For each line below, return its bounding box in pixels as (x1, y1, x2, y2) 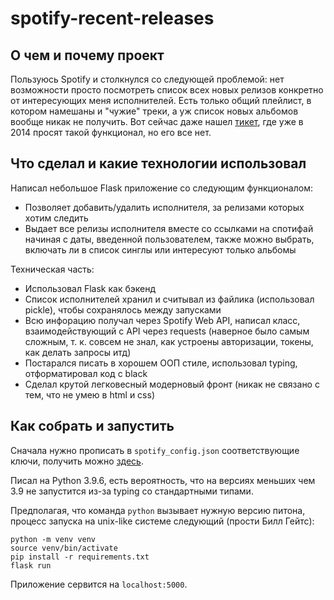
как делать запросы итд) (24, 346, 132, 358)
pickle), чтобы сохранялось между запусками (24, 303, 222, 316)
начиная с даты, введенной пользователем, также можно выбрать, (24, 233, 315, 245)
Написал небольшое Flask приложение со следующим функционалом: (10, 182, 313, 194)
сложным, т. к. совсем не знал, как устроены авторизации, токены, (24, 335, 314, 347)
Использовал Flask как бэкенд (24, 282, 156, 294)
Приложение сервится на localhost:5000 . (10, 578, 188, 590)
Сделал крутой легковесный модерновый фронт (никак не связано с (24, 378, 320, 390)
